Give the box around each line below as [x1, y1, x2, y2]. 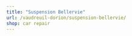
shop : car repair [6, 20, 50, 26]
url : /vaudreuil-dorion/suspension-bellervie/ [6, 15, 127, 21]
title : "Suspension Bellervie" [6, 9, 86, 15]
